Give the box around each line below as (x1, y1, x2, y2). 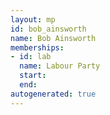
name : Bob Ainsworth (10, 33, 97, 43)
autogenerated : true (10, 89, 97, 99)
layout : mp (10, 14, 56, 25)
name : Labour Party (19, 61, 101, 71)
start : (19, 71, 47, 81)
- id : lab (10, 52, 52, 62)
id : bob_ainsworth (10, 24, 87, 34)
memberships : (10, 42, 65, 53)
